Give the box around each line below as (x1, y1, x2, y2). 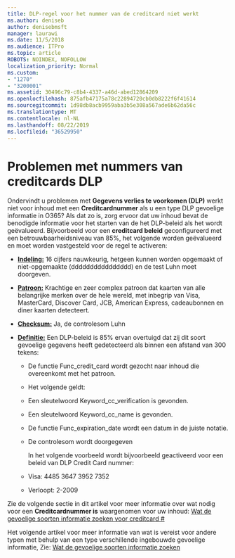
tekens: (17, 348, 39, 357)
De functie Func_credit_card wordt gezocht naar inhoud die (27, 362, 200, 370)
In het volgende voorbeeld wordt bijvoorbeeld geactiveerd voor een (27, 451, 224, 459)
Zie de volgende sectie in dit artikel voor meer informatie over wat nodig (7, 500, 215, 508)
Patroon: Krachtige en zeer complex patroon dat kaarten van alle (17, 284, 206, 292)
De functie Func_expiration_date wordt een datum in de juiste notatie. (27, 424, 229, 433)
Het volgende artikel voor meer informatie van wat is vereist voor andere (7, 528, 217, 537)
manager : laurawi (7, 30, 58, 37)
